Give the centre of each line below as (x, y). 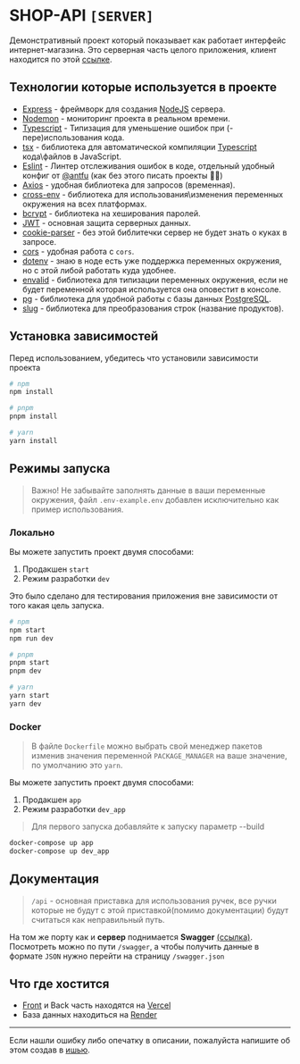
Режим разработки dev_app (74, 809)
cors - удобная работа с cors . (78, 251)
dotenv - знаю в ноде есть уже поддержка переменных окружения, (152, 261)
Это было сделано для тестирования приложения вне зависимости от (144, 596)
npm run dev (31, 638)
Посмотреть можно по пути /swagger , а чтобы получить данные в (134, 946)
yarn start (29, 696)
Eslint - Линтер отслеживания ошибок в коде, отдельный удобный (148, 165)
